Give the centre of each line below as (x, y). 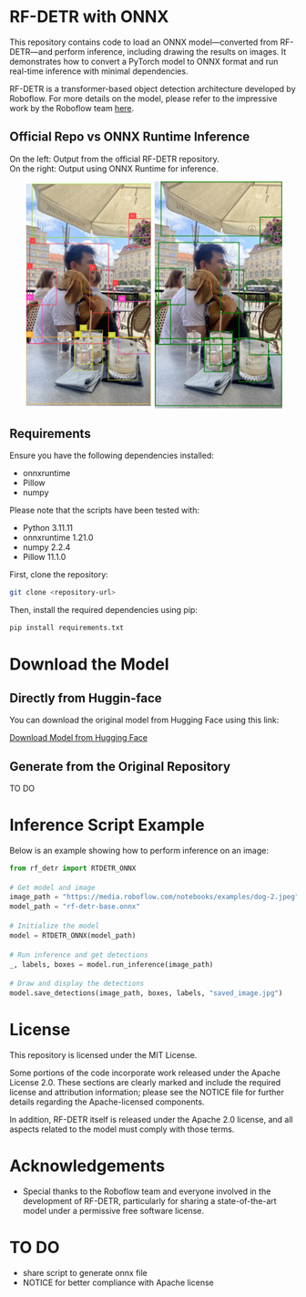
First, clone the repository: (59, 575)
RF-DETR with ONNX (89, 17)
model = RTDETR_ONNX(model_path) (73, 935)
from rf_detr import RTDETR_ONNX (73, 868)
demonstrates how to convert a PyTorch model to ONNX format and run (144, 61)
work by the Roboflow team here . (72, 108)
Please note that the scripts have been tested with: (105, 510)
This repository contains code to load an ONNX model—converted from (144, 42)
